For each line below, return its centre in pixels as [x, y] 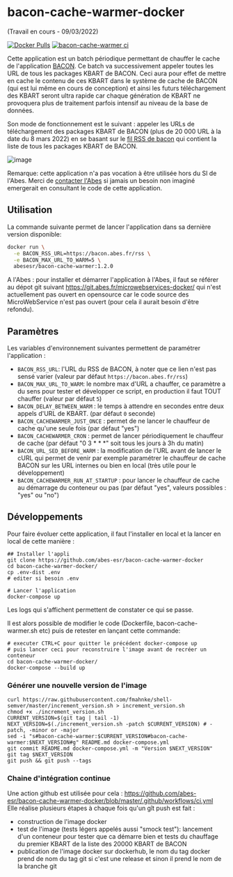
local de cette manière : [41, 541]
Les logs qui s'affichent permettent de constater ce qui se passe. [101, 609]
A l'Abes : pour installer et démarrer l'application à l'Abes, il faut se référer [113, 280]
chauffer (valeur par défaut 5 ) [59, 399]
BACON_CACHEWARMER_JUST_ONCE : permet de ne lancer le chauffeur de [113, 421]
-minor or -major [54, 730]
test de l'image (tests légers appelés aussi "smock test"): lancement [115, 829]
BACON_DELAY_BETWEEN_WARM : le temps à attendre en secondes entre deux [121, 406]
